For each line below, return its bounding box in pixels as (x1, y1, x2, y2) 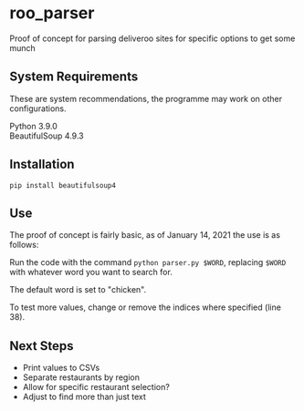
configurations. (9, 103, 67, 114)
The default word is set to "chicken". (9, 284, 147, 295)
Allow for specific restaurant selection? (22, 382, 171, 393)
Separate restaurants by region (22, 372, 140, 383)
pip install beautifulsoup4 (9, 180, 117, 190)
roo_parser (9, 3, 95, 24)
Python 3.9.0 (9, 120, 58, 131)
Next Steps (9, 338, 74, 354)
